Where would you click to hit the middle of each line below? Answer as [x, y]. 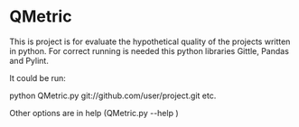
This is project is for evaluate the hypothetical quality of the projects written [150, 41]
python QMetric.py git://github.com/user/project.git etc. [113, 95]
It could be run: [37, 77]
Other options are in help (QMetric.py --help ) [94, 113]
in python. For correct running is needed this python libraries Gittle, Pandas [149, 50]
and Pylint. [29, 60]
